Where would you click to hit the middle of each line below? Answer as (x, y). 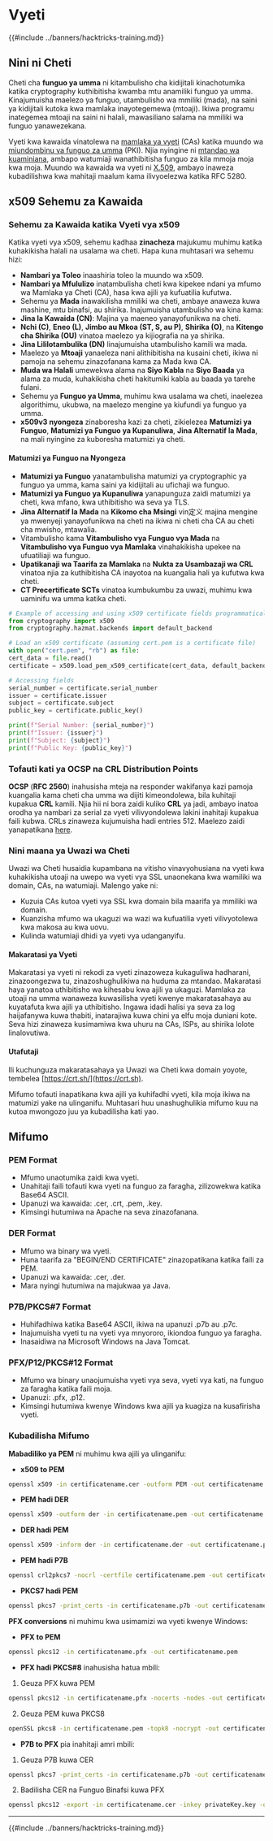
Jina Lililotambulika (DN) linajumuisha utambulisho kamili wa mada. (134, 344)
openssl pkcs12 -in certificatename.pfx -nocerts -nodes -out (116, 1698)
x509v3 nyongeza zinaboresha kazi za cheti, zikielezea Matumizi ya (136, 422)
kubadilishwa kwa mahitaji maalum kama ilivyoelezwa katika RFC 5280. (128, 175)
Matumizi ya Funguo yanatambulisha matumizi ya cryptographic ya (133, 476)
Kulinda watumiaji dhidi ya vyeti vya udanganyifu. (102, 936)
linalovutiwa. (29, 1033)
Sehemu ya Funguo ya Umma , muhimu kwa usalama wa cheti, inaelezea (141, 396)
